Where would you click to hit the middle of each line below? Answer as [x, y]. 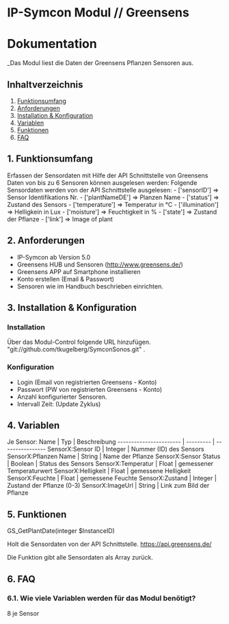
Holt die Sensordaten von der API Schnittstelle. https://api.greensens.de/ [109, 544]
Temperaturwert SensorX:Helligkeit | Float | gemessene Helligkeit [99, 471]
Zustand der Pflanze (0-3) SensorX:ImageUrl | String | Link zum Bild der [108, 486]
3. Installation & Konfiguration [72, 307]
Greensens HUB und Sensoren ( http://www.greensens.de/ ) [100, 264]
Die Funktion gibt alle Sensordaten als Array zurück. [80, 558]
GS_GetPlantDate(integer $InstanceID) [61, 531]
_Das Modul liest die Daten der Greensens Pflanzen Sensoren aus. [100, 63]
